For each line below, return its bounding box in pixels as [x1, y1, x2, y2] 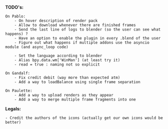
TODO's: [5, 4, 24, 10]
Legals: [5, 106, 21, 111]
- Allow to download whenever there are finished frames [14, 22, 136, 27]
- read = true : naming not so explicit [14, 62, 100, 67]
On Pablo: [5, 14, 26, 19]
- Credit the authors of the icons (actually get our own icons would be [5, 115, 163, 120]
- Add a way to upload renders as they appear [14, 92, 114, 97]
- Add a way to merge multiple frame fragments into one [14, 97, 136, 102]
